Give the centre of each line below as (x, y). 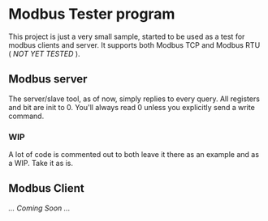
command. (26, 116)
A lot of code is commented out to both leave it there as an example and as (134, 155)
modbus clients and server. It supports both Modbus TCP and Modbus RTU (134, 45)
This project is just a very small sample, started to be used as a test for (127, 36)
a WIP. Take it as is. (41, 164)
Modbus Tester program (92, 14)
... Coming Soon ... (39, 208)
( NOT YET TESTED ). (44, 53)
